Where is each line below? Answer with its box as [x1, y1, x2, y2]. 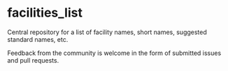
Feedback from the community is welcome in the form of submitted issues [7, 49, 222, 57]
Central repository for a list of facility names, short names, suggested [7, 28, 208, 36]
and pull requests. [7, 56, 59, 64]
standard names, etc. [7, 35, 69, 43]
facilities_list [7, 5, 83, 21]
